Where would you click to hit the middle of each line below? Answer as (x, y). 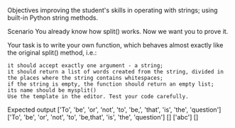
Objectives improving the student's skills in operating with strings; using (113, 10)
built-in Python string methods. (53, 18)
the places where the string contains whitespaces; (85, 78)
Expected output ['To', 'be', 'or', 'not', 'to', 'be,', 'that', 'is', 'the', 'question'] (114, 110)
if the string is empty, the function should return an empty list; (111, 84)
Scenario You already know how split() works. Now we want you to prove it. (118, 31)
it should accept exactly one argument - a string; (85, 66)
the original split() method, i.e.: (52, 53)
